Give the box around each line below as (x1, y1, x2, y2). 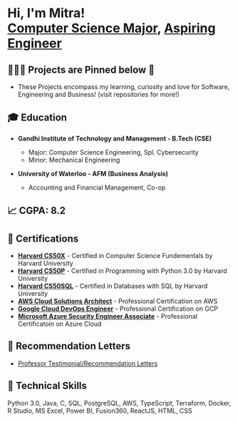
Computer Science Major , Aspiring (7, 20, 216, 36)
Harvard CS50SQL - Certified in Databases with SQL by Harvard (17, 282, 208, 290)
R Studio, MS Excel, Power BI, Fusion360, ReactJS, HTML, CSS (7, 406, 192, 415)
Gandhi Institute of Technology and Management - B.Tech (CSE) (17, 134, 212, 143)
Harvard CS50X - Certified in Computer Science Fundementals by (17, 252, 213, 260)
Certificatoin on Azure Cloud (17, 319, 102, 329)
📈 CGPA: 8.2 (7, 205, 66, 217)
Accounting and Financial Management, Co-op (28, 183, 166, 192)
